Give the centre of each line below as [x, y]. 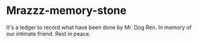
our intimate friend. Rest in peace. [48, 33]
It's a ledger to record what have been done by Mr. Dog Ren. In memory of [99, 27]
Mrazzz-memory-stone [67, 11]
